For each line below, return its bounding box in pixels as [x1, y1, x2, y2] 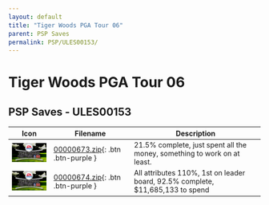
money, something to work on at [133, 148, 240, 158]
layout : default [8, 13, 62, 21]
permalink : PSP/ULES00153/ [8, 38, 98, 46]
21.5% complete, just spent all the [133, 140, 247, 149]
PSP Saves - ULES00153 [8, 104, 132, 119]
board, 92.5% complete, [133, 176, 215, 187]
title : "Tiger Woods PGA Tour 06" [8, 21, 124, 30]
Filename [74, 128, 106, 138]
